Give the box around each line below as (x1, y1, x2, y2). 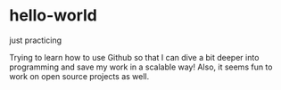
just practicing (9, 35, 62, 45)
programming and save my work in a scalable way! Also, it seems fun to (9, 61, 273, 72)
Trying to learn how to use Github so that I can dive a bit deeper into (9, 52, 260, 62)
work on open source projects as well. (9, 70, 150, 81)
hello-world (9, 5, 98, 26)
